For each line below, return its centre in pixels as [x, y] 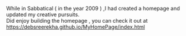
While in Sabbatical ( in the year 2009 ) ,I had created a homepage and [93, 8]
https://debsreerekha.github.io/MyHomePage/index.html [75, 27]
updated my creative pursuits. [43, 15]
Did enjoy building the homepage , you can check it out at [77, 21]
